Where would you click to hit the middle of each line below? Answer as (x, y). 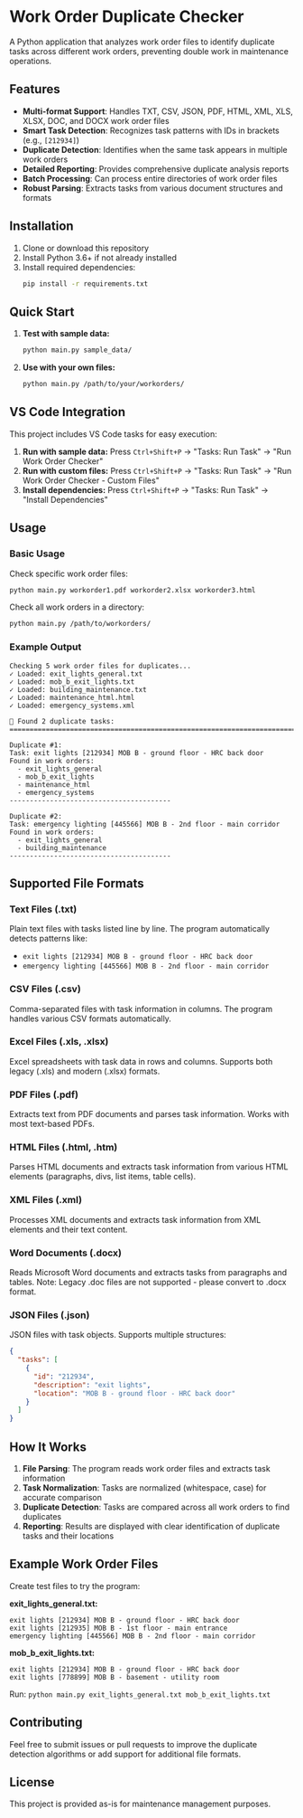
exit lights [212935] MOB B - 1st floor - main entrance (119, 1628)
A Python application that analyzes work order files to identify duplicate (142, 42)
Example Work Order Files (84, 1564)
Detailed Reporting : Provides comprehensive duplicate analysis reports (156, 168)
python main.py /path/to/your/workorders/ (103, 384)
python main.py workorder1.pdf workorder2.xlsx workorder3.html (133, 590)
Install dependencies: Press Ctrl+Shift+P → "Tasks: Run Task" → (145, 489)
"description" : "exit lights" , (92, 1385)
